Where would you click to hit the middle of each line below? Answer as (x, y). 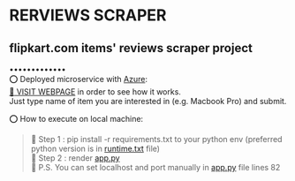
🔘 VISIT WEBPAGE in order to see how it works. (95, 92)
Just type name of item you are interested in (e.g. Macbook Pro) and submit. (148, 101)
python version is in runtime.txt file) (95, 148)
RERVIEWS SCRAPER (88, 15)
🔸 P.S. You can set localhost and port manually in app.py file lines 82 (155, 167)
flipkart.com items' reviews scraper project (131, 48)
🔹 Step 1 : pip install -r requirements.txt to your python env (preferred (156, 139)
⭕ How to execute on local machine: (76, 119)
